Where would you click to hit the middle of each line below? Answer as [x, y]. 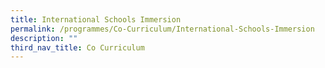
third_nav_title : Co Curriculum [77, 47]
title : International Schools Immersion [96, 19]
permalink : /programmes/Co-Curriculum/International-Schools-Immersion [162, 29]
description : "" [44, 38]
